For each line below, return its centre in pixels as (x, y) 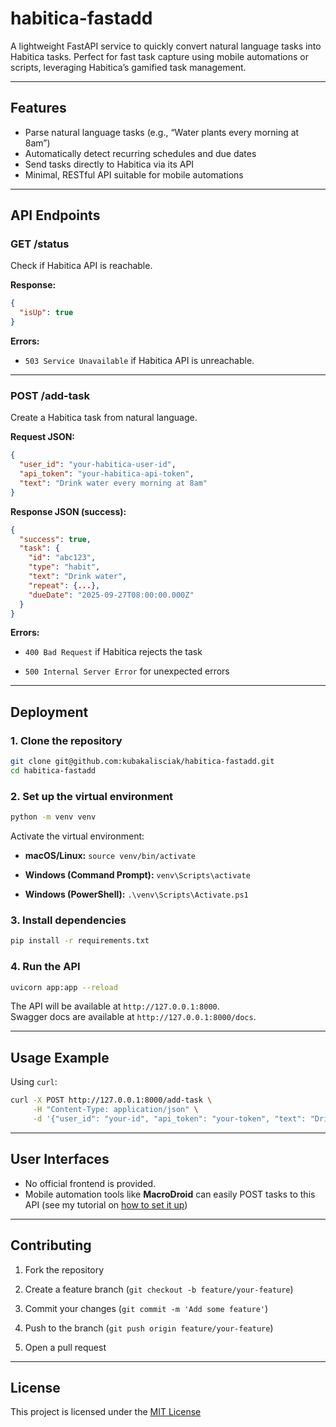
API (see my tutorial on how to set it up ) (106, 1204)
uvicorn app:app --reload (64, 987)
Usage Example (60, 1057)
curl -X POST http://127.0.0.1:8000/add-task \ (111, 1100)
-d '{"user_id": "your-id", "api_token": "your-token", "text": (169, 1119)
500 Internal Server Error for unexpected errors (127, 671)
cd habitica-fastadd (53, 771)
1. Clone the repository (66, 740)
